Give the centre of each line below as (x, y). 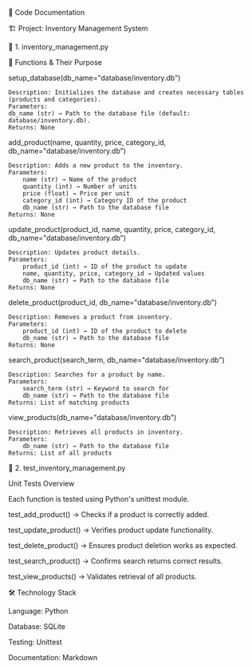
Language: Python (39, 611)
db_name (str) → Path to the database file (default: (100, 114)
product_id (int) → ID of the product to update (105, 266)
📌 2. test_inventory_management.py (67, 468)
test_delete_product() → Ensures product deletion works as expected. (123, 545)
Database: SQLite (37, 627)
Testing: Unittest (35, 642)
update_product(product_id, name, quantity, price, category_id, (112, 229)
